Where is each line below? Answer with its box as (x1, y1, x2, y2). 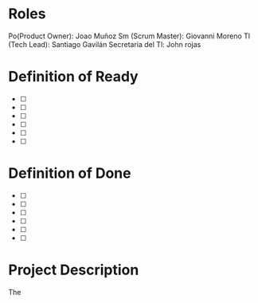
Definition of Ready (8, 68, 139, 86)
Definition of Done (8, 164, 131, 183)
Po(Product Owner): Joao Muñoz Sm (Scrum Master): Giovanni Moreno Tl (8, 31, 251, 41)
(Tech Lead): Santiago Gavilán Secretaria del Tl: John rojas (8, 39, 201, 49)
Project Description (8, 261, 139, 279)
